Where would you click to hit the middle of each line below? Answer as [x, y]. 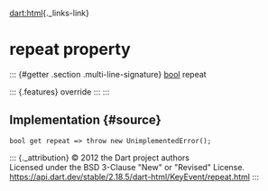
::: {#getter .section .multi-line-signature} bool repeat [108, 74]
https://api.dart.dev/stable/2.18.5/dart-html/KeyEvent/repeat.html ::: [134, 177]
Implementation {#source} [86, 120]
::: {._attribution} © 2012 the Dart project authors [99, 158]
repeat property [70, 50]
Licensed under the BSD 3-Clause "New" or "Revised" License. [127, 167]
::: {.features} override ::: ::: [60, 91]
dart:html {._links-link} [50, 13]
